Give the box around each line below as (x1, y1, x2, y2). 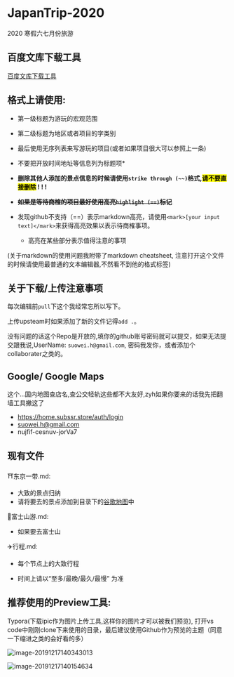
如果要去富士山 (17, 527, 61, 535)
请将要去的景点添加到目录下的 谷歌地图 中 (17, 497, 135, 506)
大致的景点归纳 (17, 489, 61, 497)
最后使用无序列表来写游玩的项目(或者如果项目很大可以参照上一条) (17, 144, 207, 152)
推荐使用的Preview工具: (7, 597, 111, 609)
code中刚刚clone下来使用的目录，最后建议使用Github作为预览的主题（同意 (7, 625, 223, 633)
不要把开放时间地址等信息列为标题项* (17, 159, 125, 167)
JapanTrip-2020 (7, 5, 105, 21)
